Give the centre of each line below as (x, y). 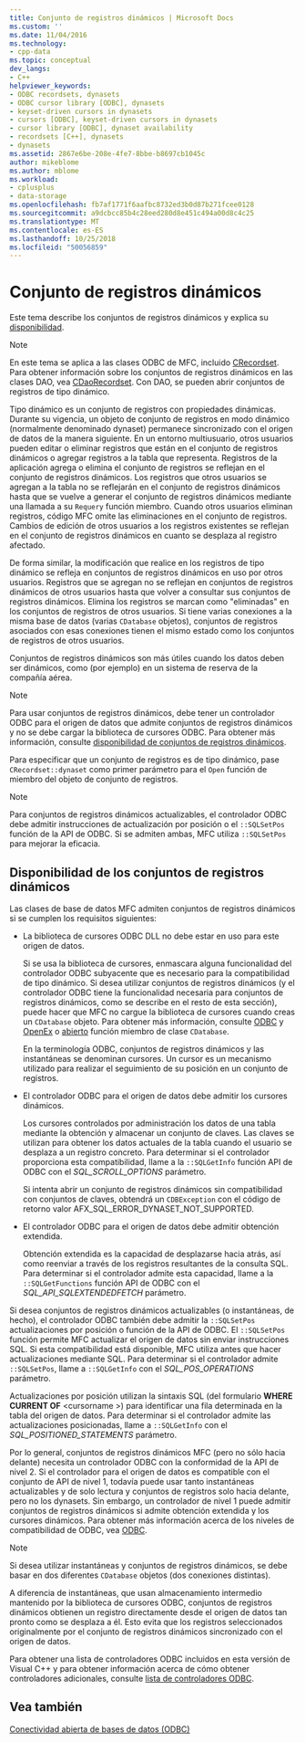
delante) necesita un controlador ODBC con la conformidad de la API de (144, 1462)
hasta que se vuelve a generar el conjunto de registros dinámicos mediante (151, 497)
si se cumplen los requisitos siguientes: (83, 918)
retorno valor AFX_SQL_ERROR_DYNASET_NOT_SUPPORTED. (138, 1209)
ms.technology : (38, 43)
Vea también (46, 1707)
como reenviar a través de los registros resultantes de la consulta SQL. (155, 1264)
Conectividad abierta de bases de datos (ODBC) (100, 1729)
